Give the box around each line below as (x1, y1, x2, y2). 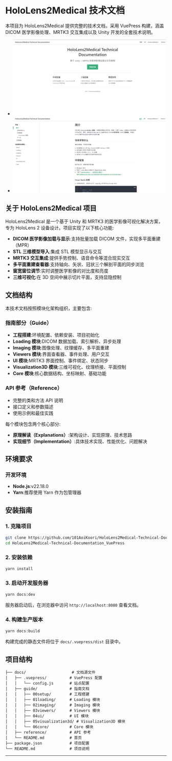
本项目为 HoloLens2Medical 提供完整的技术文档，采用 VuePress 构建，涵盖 (5, 23, 164, 29)
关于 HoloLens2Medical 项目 (5, 204, 97, 212)
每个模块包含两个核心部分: (5, 421, 61, 427)
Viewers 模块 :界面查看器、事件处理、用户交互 (12, 351, 110, 357)
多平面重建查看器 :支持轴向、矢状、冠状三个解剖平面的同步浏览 (12, 261, 144, 267)
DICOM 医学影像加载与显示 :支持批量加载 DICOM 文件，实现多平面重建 (12, 236, 161, 242)
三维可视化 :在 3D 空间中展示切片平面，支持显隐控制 (12, 274, 122, 280)
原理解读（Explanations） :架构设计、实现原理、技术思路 (12, 432, 133, 438)
